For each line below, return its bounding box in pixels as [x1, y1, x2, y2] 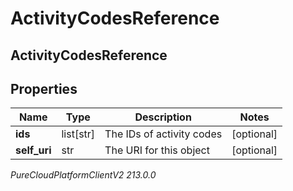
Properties [10, 80, 78, 97]
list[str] [61, 127, 96, 141]
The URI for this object [104, 143, 210, 157]
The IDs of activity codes [104, 127, 223, 141]
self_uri [15, 143, 52, 157]
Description [134, 110, 192, 124]
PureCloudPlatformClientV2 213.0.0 [10, 169, 157, 181]
